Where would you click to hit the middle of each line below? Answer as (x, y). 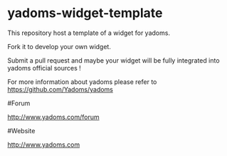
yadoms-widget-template (85, 13)
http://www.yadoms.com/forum (53, 117)
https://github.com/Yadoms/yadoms (60, 89)
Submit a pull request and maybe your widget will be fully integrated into (114, 60)
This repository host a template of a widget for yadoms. (89, 33)
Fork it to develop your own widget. (59, 46)
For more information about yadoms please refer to (82, 82)
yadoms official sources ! (44, 68)
